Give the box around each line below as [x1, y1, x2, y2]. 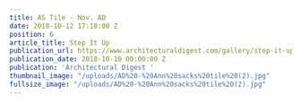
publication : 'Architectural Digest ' [9, 64, 154, 73]
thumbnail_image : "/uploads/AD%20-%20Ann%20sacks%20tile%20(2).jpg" [9, 72, 271, 81]
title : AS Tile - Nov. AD [9, 13, 106, 22]
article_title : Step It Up [9, 38, 110, 47]
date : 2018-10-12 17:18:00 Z [9, 21, 118, 30]
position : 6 [9, 30, 54, 39]
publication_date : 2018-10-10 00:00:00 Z [9, 55, 167, 64]
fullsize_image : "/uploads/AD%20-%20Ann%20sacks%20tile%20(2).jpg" [9, 80, 267, 89]
